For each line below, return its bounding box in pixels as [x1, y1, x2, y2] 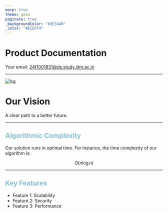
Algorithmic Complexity [5, 131, 81, 140]
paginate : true [5, 16, 37, 21]
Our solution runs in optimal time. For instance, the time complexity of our [5, 144, 156, 150]
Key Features [5, 179, 47, 187]
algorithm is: [5, 150, 31, 156]
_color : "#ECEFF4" [5, 26, 43, 31]
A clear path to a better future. [5, 112, 67, 118]
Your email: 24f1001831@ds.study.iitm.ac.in [5, 64, 94, 70]
